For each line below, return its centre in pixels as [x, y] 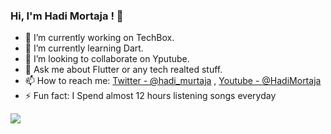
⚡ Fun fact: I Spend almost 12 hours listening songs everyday [150, 96]
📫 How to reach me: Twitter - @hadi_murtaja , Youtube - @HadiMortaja [173, 81]
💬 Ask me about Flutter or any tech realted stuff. [123, 70]
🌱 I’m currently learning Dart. [84, 48]
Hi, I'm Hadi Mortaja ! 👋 [67, 16]
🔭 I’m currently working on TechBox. [99, 38]
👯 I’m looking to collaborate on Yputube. [107, 59]
